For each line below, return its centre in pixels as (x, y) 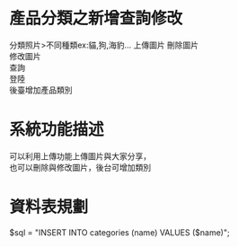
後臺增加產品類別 (41, 90)
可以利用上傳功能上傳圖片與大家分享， (80, 156)
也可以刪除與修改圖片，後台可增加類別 (80, 167)
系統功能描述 (57, 130)
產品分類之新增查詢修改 (96, 18)
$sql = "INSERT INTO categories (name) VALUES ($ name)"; (120, 232)
